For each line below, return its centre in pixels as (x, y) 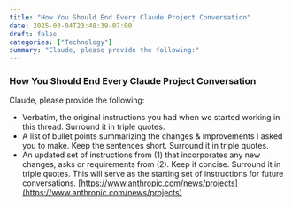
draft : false (33, 34)
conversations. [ (51, 183)
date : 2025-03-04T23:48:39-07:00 (71, 26)
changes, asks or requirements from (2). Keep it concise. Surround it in (151, 164)
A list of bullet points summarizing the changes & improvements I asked (152, 136)
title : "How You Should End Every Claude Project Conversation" (130, 17)
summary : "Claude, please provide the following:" (104, 50)
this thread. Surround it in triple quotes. (93, 127)
